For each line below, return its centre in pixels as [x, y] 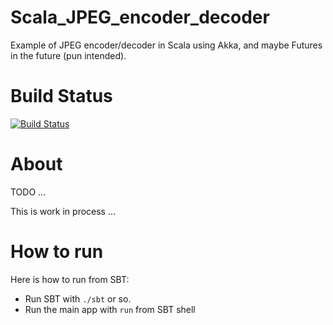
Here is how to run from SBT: [70, 279]
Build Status [61, 96]
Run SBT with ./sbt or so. [78, 298]
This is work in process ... [63, 211]
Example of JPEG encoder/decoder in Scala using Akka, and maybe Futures [166, 45]
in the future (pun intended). [68, 55]
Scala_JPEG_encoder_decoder [140, 17]
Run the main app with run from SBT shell [110, 309]
